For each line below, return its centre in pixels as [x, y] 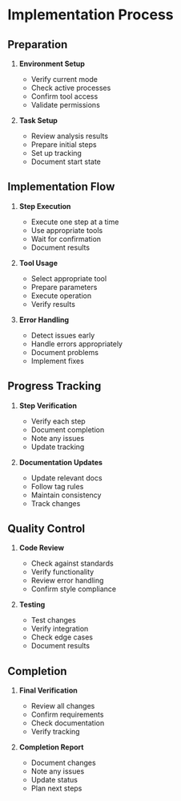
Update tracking [58, 447]
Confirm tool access [64, 96]
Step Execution [45, 206]
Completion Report [51, 747]
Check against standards [72, 563]
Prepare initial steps [64, 145]
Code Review [42, 548]
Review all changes [63, 706]
